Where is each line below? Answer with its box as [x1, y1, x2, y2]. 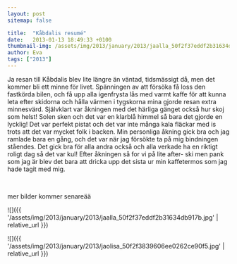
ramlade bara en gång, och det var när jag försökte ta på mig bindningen [7, 134, 219, 143]
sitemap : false [7, 17, 52, 24]
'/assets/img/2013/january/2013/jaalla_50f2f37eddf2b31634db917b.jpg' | [7, 213, 219, 222]
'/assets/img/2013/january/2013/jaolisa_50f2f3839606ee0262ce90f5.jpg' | [7, 241, 225, 250]
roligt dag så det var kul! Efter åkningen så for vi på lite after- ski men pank [7, 149, 224, 158]
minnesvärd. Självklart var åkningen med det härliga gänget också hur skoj [7, 105, 224, 113]
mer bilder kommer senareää [7, 191, 92, 201]
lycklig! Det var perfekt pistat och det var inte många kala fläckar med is [7, 120, 217, 128]
